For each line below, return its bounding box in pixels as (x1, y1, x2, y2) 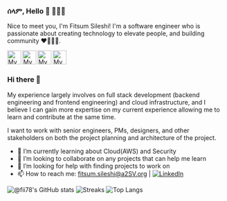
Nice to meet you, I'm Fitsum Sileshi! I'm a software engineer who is (7, 22, 201, 30)
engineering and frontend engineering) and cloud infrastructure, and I (7, 98, 206, 106)
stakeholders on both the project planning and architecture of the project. (7, 133, 217, 141)
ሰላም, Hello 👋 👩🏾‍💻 (7, 6, 66, 16)
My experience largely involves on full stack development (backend (7, 90, 200, 99)
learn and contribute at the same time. (7, 112, 116, 121)
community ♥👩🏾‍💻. (7, 37, 61, 45)
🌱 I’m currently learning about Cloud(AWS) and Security (17, 147, 176, 155)
